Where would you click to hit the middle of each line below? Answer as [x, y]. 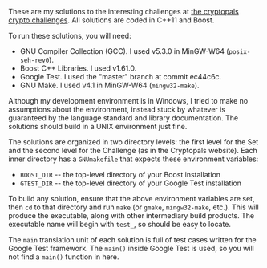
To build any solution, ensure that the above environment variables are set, [131, 199]
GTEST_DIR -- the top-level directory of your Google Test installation [131, 183]
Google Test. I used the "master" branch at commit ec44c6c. [121, 77]
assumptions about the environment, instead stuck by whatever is [117, 109]
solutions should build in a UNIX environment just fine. [98, 126]
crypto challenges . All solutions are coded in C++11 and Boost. [111, 20]
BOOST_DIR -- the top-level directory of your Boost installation [120, 175]
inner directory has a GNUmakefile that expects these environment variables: [133, 159]
